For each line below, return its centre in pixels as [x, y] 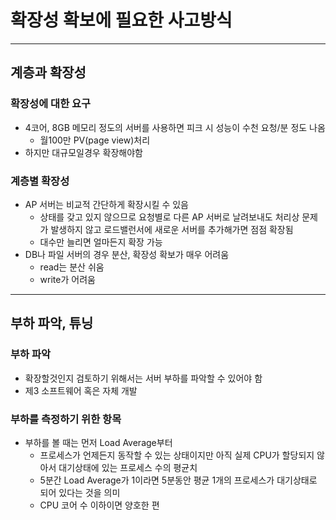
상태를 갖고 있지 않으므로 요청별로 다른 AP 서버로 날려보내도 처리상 [169, 217]
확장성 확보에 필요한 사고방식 [121, 20]
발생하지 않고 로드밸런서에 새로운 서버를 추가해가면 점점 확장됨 [172, 229]
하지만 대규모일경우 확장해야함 [83, 152]
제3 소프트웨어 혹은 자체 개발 [81, 390]
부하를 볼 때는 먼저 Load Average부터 [98, 442]
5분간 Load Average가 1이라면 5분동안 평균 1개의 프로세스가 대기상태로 [178, 480]
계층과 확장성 [48, 72]
